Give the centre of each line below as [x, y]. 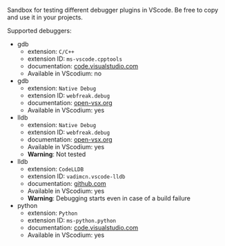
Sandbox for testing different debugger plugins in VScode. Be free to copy [113, 10]
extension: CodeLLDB [56, 169]
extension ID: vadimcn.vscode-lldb [76, 176]
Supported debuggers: [40, 31]
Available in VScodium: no [65, 73]
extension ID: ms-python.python [71, 220]
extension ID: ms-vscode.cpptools [75, 59]
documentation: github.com [67, 183]
